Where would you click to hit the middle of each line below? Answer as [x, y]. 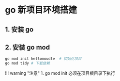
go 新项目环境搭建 [41, 10]
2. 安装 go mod [27, 47]
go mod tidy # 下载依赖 [27, 64]
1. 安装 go [19, 29]
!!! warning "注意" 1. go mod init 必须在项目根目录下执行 [60, 73]
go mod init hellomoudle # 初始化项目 [43, 59]
